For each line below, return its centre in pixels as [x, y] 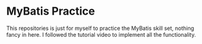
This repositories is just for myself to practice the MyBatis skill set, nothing [100, 28]
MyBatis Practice [51, 11]
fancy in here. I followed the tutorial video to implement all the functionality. [101, 34]
